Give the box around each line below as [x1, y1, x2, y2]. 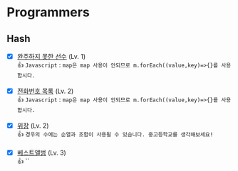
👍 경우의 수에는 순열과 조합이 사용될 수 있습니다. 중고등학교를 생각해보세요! [16, 130, 214, 138]
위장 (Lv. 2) [16, 121, 49, 130]
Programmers [6, 4, 90, 21]
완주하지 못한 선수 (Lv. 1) [16, 53, 86, 60]
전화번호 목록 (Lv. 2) [16, 87, 74, 96]
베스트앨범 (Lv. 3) [16, 148, 67, 157]
